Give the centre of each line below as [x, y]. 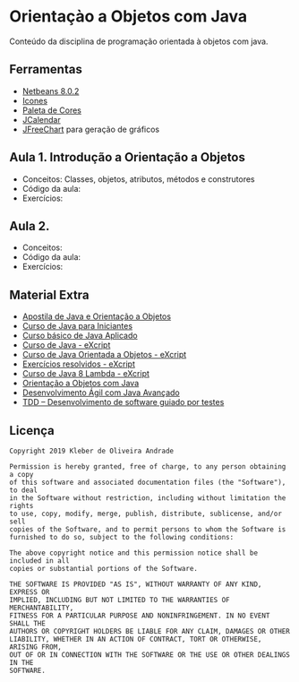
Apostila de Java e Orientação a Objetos [97, 316]
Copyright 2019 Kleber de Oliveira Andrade [92, 451]
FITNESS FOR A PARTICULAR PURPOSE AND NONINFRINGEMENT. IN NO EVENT [140, 616]
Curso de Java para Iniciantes [77, 326]
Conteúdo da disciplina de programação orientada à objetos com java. [139, 41]
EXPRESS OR [30, 592]
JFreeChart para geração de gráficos [90, 129]
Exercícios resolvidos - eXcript [79, 364]
